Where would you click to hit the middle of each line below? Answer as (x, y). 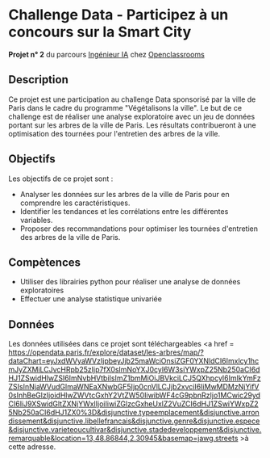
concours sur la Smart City (100, 32)
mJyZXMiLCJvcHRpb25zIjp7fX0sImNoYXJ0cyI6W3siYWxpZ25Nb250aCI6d (134, 370)
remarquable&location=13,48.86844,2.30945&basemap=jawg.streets (123, 439)
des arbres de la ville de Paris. (70, 237)
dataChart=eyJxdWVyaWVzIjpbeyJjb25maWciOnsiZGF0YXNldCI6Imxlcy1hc (134, 361)
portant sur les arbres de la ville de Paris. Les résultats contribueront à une (132, 125)
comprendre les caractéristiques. (75, 203)
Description (38, 80)
